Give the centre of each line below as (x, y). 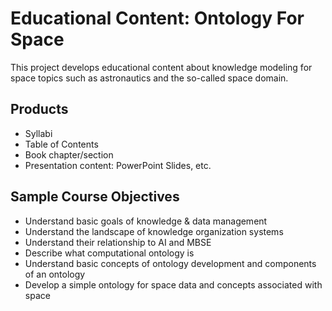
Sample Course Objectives (95, 197)
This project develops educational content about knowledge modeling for (161, 67)
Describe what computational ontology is (109, 253)
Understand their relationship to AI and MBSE (118, 242)
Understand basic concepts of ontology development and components (170, 263)
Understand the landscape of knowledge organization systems (154, 231)
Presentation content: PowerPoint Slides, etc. (118, 165)
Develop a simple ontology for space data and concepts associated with (173, 284)
